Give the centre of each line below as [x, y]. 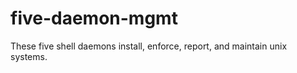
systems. [29, 56]
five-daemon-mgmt [94, 18]
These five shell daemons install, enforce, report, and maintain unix [149, 46]
